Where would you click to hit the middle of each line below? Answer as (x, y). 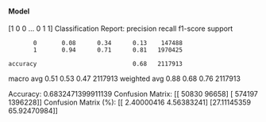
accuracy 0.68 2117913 (95, 64)
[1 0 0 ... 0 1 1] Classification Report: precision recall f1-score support (121, 29)
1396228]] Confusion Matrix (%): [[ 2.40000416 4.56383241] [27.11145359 (130, 102)
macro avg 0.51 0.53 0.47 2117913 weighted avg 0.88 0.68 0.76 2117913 (124, 78)
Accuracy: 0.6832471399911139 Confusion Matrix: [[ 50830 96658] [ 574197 (133, 94)
